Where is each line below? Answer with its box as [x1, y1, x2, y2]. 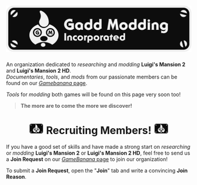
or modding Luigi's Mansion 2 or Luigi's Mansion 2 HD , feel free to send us [6, 149, 191, 156]
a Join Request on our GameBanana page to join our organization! [6, 155, 168, 163]
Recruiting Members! [46, 124, 152, 137]
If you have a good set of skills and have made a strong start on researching [6, 143, 191, 150]
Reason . [6, 173, 26, 180]
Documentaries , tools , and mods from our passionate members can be [6, 73, 178, 80]
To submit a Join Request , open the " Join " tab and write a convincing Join [6, 167, 188, 174]
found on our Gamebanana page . [6, 79, 88, 87]
